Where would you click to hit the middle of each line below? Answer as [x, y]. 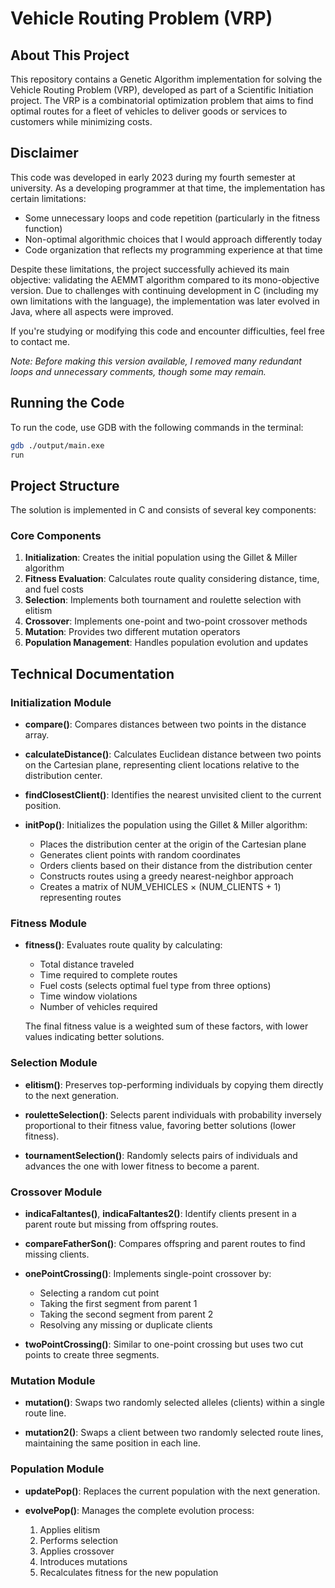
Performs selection [79, 1540]
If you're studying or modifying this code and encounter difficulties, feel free [167, 331]
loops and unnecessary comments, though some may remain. [138, 371]
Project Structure [65, 485]
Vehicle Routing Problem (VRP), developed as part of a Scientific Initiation [162, 90]
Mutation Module [53, 1380]
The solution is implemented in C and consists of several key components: [163, 510]
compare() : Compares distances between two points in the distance [165, 724]
